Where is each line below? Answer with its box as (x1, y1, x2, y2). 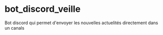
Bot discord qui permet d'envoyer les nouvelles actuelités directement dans (4, 20, 159, 26)
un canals (4, 25, 25, 31)
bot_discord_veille (4, 3, 81, 15)
